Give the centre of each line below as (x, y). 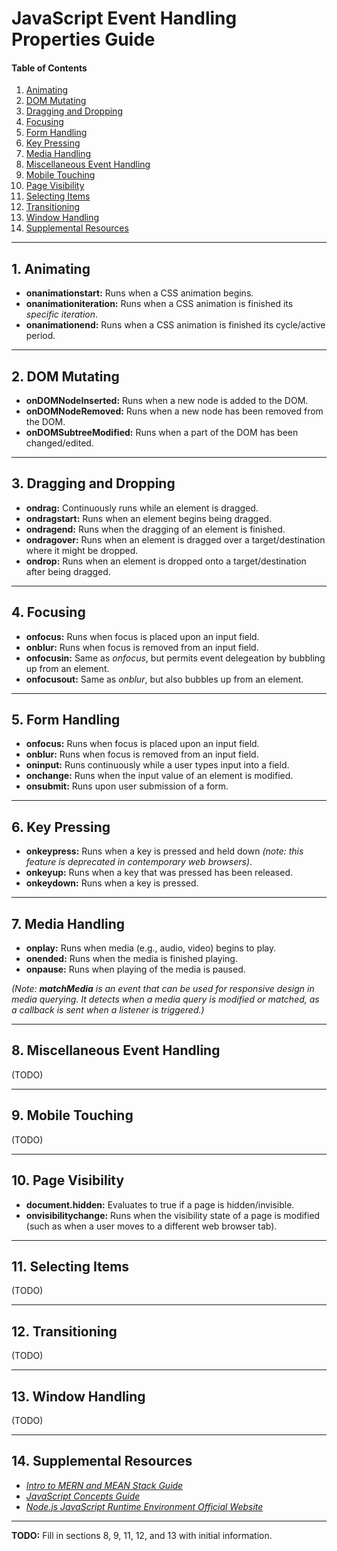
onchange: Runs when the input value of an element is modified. (159, 776)
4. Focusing (48, 612)
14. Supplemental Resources (102, 1461)
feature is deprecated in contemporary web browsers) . (139, 862)
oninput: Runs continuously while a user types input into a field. (157, 765)
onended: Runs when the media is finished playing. (131, 959)
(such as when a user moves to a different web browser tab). (151, 1226)
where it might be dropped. (82, 550)
